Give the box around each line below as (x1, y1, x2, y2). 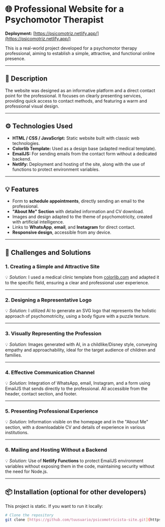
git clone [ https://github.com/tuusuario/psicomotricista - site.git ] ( (5, 517, 151, 523)
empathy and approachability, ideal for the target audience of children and (5, 347, 156, 353)
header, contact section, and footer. (5, 390, 78, 396)
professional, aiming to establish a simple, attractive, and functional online (5, 50, 155, 56)
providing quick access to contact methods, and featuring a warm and (5, 98, 147, 104)
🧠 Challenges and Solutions (5, 248, 91, 256)
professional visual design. (5, 103, 59, 109)
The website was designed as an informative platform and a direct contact (5, 87, 156, 93)
